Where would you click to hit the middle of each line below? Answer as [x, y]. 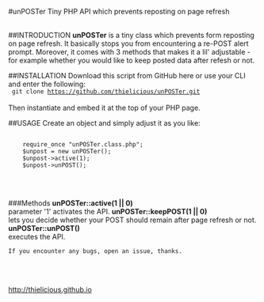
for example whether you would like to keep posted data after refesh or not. [132, 60]
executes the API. [37, 237]
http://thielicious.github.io [50, 289]
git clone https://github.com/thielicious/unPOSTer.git [106, 92]
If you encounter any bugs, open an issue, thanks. [95, 251]
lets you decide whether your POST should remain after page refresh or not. [132, 220]
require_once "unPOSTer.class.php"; [83, 145]
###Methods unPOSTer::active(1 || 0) [71, 203]
